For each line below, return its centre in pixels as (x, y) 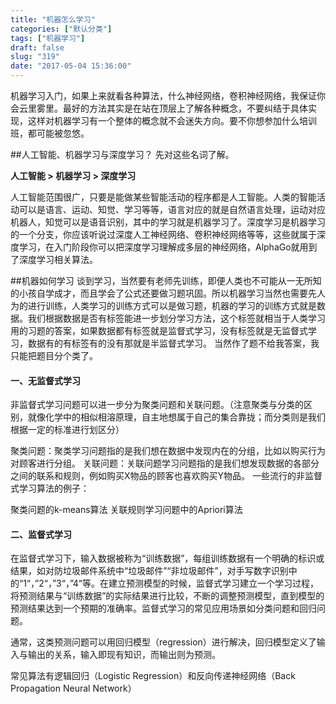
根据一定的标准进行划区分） (67, 430)
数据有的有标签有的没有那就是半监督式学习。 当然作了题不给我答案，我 (173, 343)
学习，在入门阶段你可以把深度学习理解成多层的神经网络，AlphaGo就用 (163, 247)
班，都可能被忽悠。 (50, 133)
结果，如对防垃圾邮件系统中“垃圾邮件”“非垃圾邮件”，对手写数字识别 (149, 571)
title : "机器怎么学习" (53, 19)
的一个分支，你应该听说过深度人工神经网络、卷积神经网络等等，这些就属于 (163, 234)
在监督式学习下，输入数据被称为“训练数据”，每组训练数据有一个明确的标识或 (167, 558)
